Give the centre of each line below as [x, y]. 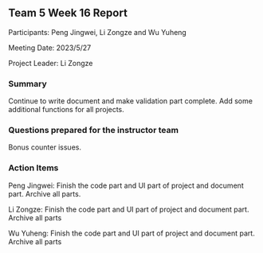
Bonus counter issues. [45, 147]
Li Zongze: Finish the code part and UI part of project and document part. [129, 209]
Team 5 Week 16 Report [68, 13]
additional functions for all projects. [67, 110]
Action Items [33, 168]
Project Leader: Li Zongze [51, 63]
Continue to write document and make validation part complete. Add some [131, 101]
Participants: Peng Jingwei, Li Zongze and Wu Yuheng [98, 32]
